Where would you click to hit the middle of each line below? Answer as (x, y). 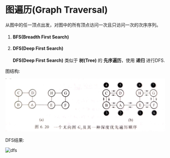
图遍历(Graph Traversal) (57, 10)
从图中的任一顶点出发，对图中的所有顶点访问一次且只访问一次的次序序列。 (83, 25)
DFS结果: (15, 140)
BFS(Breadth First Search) (41, 37)
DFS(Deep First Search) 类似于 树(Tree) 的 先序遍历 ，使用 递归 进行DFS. (89, 60)
